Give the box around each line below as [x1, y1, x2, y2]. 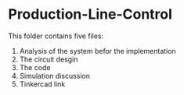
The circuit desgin [19, 55, 78, 64]
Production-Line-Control [8, 5, 172, 23]
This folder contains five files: [8, 31, 104, 40]
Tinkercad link [19, 79, 66, 89]
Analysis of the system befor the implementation [19, 46, 176, 55]
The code [19, 62, 51, 72]
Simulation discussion [19, 71, 91, 80]
